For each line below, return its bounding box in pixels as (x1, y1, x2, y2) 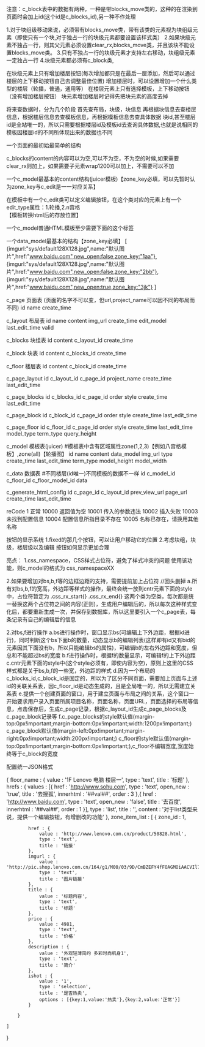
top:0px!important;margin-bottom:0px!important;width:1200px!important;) (6, 720, 192, 727)
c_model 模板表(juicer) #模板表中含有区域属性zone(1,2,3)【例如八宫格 (6, 443, 182, 450)
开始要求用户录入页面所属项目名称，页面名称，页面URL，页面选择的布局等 (6, 698, 193, 705)
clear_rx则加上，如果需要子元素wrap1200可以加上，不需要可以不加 (6, 162, 174, 170)
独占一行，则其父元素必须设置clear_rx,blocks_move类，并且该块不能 (16, 42, 190, 48)
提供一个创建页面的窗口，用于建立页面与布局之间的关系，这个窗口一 (23, 690, 195, 697)
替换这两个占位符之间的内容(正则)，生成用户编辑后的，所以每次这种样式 (11, 600, 192, 608)
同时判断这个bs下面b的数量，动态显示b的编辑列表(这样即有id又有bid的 (19, 637, 196, 643)
